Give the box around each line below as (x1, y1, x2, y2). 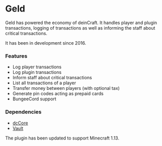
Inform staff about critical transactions (12, 75, 92, 81)
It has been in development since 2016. (5, 40, 87, 46)
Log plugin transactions (12, 69, 62, 75)
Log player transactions (12, 64, 62, 70)
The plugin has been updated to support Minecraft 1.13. (5, 135, 120, 141)
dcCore (12, 120, 29, 126)
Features (5, 52, 28, 59)
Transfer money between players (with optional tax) (12, 85, 120, 91)
